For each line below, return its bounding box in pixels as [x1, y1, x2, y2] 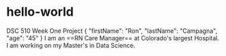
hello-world [6, 4, 74, 20]
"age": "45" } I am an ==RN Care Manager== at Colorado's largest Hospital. [6, 33, 220, 42]
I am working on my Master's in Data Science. [6, 41, 136, 49]
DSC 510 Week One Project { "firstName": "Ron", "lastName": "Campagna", [6, 27, 218, 35]
